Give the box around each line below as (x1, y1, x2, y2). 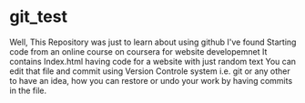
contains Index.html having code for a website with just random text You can (9, 56, 297, 67)
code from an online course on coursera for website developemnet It (9, 46, 268, 57)
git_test (9, 6, 68, 27)
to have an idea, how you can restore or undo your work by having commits (9, 75, 293, 86)
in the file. (9, 85, 47, 96)
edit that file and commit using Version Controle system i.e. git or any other (9, 66, 290, 77)
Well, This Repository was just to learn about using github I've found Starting (9, 36, 297, 47)
